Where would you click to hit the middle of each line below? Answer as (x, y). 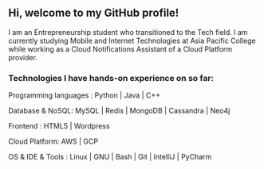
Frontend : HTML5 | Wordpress (59, 126)
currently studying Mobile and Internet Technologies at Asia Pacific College (132, 40)
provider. (23, 57)
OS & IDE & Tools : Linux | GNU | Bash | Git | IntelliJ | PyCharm (110, 157)
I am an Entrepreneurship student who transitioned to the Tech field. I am (128, 32)
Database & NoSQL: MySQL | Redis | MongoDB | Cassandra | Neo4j (119, 111)
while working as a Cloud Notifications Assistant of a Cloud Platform (120, 49)
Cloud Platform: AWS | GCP (53, 141)
